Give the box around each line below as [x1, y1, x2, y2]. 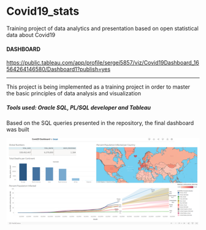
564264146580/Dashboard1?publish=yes [6, 66, 111, 73]
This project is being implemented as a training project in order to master [6, 83, 191, 90]
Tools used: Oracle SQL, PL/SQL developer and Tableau [6, 103, 151, 111]
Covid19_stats [6, 4, 80, 18]
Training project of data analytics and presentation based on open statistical [6, 25, 199, 32]
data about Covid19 [6, 31, 56, 38]
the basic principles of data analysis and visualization [6, 90, 141, 97]
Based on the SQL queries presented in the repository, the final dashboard [6, 119, 194, 127]
